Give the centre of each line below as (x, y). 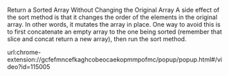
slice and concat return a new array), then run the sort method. (97, 39)
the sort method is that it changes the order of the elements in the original (112, 17)
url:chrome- (24, 52)
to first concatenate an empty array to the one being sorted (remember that (115, 31)
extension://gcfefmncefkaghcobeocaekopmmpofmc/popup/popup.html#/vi (115, 60)
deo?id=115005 (29, 67)
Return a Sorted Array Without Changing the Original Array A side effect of (113, 10)
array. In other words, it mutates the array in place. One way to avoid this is (114, 24)
